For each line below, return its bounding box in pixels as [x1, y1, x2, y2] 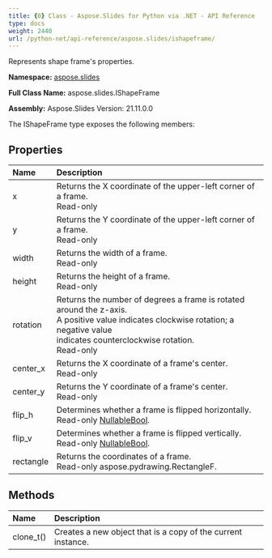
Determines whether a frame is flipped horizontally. [56, 404, 252, 415]
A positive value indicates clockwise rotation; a [56, 314, 235, 326]
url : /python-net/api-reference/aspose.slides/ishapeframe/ [8, 34, 216, 43]
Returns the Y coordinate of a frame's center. [56, 381, 228, 393]
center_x [12, 363, 46, 374]
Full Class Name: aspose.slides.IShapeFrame [8, 88, 160, 98]
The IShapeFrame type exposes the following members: [8, 119, 195, 130]
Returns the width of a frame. [56, 248, 168, 259]
